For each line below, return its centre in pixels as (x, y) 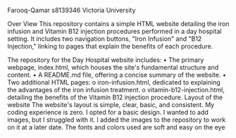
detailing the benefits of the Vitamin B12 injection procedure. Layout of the (115, 97)
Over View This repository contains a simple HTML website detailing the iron (118, 24)
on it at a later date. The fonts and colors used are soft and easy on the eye (116, 127)
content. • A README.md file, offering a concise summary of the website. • (117, 75)
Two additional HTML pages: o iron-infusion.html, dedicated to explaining (114, 82)
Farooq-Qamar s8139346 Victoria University (72, 10)
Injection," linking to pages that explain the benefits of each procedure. (110, 46)
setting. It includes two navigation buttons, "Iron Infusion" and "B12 (105, 39)
